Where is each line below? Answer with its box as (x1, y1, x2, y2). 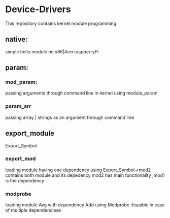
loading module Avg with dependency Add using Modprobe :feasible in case (5, 202, 165, 208)
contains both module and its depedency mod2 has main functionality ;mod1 (5, 172, 165, 178)
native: (5, 35, 28, 44)
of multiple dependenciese (5, 207, 61, 213)
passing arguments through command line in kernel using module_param (5, 90, 158, 96)
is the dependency (5, 177, 45, 183)
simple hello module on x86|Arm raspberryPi (5, 48, 99, 54)
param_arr (5, 103, 31, 110)
